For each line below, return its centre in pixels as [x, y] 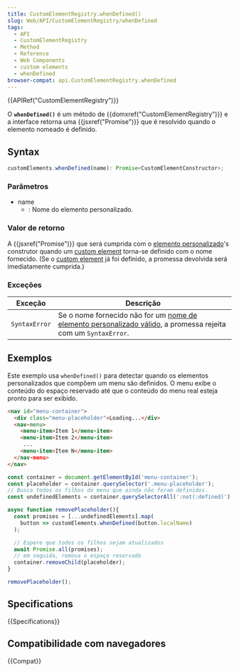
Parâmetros [28, 186]
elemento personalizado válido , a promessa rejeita [142, 324]
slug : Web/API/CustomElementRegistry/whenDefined [83, 21]
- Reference [32, 54]
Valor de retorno [36, 228]
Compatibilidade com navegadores [86, 644]
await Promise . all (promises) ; [58, 549]
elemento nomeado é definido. [52, 130]
